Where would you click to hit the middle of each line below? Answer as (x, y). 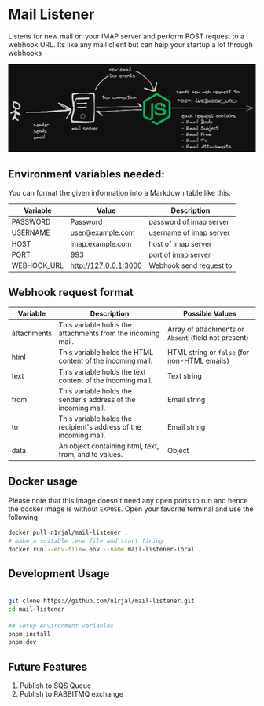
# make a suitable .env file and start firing (86, 541)
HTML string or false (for (209, 353)
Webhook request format (71, 293)
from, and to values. (91, 455)
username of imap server (189, 232)
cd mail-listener (37, 609)
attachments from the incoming (109, 333)
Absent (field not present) (208, 337)
